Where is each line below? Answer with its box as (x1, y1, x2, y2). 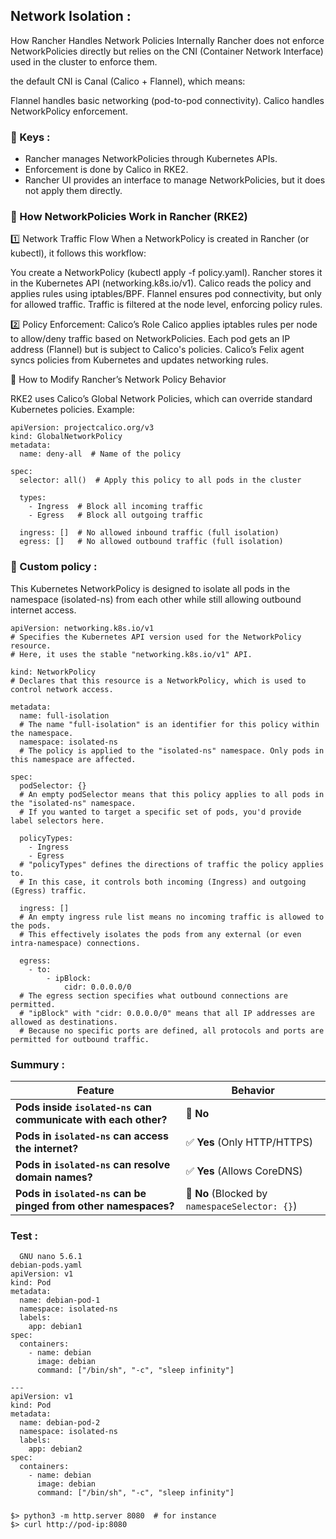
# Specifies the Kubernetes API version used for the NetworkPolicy (10, 632, 302, 642)
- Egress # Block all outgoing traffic (28, 510, 203, 521)
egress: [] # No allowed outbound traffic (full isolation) (19, 537, 284, 547)
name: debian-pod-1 (19, 1295, 101, 1306)
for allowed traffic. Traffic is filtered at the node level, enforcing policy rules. (10, 299, 323, 311)
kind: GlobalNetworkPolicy (10, 432, 123, 442)
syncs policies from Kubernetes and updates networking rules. (10, 354, 269, 366)
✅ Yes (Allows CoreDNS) (185, 1164, 303, 1178)
